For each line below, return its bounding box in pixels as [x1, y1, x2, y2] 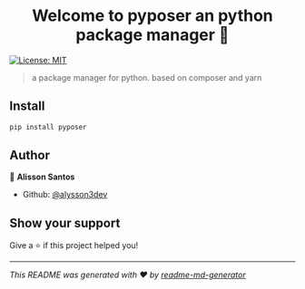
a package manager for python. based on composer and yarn [31, 72, 262, 82]
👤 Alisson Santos [9, 171, 75, 182]
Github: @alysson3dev [22, 189, 108, 200]
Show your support [9, 215, 121, 231]
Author [9, 148, 50, 163]
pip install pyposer [9, 122, 88, 131]
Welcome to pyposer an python [31, 5, 274, 26]
